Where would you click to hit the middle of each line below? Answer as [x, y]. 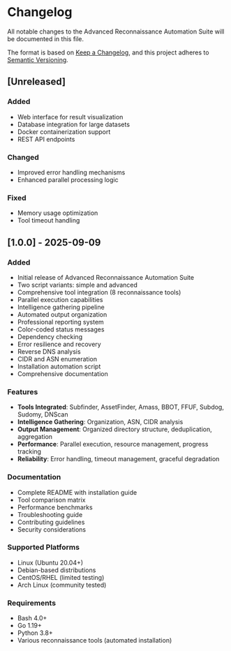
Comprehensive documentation [62, 373]
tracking [29, 451]
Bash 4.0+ [32, 618]
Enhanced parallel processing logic [68, 179]
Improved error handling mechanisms [71, 172]
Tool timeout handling [49, 220]
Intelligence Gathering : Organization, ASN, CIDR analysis [100, 422]
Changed [23, 157]
